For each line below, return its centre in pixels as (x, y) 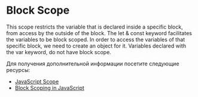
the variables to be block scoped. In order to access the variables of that (96, 39)
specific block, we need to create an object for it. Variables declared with (96, 46)
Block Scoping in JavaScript (50, 87)
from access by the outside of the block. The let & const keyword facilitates (99, 33)
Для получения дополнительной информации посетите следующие (93, 64)
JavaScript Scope (37, 82)
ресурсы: (18, 70)
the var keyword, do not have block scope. (59, 52)
